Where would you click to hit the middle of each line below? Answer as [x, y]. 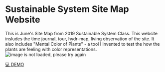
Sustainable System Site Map [67, 9]
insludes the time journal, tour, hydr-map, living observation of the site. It [80, 39]
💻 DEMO [15, 64]
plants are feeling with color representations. [51, 49]
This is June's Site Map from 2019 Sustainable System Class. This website [82, 33]
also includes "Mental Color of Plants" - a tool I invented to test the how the [82, 44]
